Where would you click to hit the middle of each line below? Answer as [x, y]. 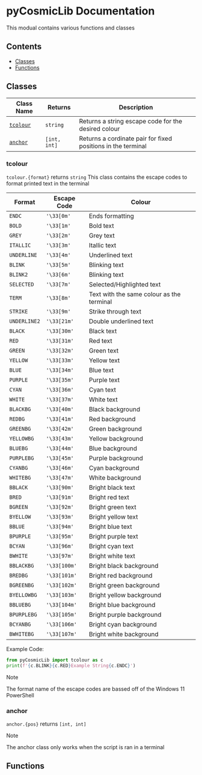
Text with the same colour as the [135, 294]
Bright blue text [111, 526]
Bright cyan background [123, 624]
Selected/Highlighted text [125, 284]
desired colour [99, 129]
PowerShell [20, 695]
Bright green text [113, 507]
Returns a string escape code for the [130, 121]
